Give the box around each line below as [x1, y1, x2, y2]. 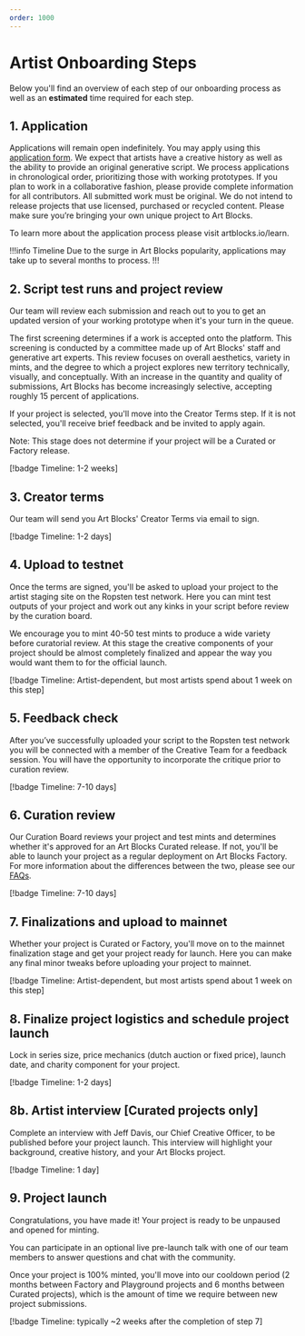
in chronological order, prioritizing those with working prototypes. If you [9, 172, 279, 183]
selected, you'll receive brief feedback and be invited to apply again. [9, 418, 266, 429]
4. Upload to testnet [9, 557, 124, 573]
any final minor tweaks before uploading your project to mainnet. [9, 958, 252, 969]
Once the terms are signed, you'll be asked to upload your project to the [9, 581, 279, 592]
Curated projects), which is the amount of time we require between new [9, 1288, 279, 1300]
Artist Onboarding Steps [9, 52, 197, 73]
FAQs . [9, 870, 32, 882]
